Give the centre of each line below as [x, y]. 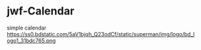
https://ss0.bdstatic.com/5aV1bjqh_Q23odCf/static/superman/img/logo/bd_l [101, 34]
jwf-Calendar [41, 11]
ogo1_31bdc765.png [31, 40]
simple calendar [27, 28]
